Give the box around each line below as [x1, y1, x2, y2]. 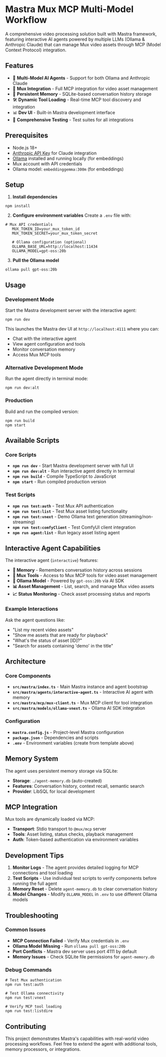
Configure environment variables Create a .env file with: [12, 212, 132, 218]
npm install [5, 204, 30, 209]
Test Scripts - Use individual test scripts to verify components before [12, 875, 157, 881]
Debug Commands [5, 966, 52, 973]
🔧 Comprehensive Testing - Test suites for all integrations [12, 117, 134, 123]
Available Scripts [5, 436, 59, 445]
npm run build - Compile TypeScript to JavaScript [12, 473, 117, 479]
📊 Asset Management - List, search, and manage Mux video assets [12, 584, 154, 590]
